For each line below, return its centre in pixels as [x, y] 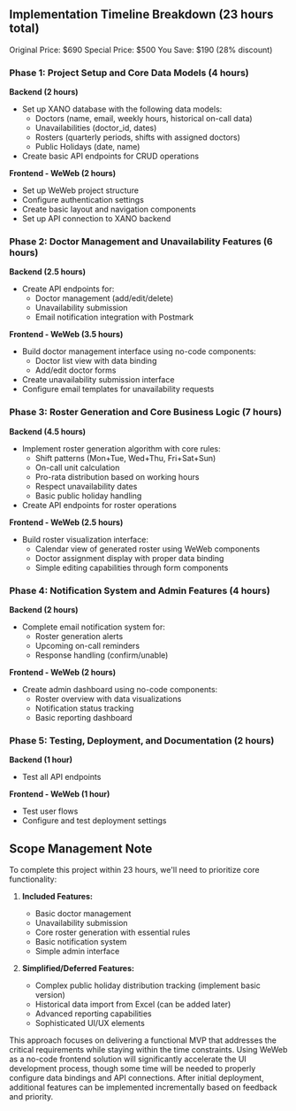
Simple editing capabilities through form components [132, 567]
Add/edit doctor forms [76, 370]
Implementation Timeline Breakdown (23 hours [141, 15]
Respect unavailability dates [86, 486]
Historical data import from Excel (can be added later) [133, 1005]
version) [50, 995]
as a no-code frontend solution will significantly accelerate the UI [128, 1059]
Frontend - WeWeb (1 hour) [60, 794]
